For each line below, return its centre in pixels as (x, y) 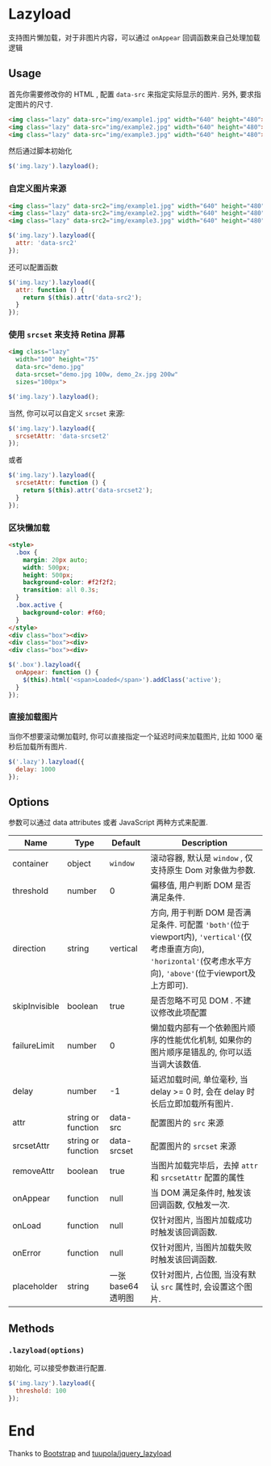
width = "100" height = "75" (57, 360)
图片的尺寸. (34, 104)
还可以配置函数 (33, 267)
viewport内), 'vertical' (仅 (201, 937)
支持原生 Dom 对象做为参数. (203, 871)
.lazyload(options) (46, 1350)
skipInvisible (36, 1006)
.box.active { (39, 605)
